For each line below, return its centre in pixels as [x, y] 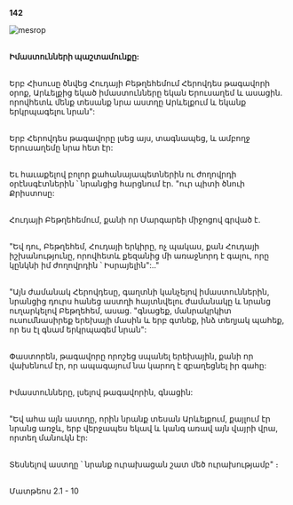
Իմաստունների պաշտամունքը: [75, 56]
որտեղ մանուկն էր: [49, 438]
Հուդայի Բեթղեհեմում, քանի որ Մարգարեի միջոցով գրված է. [135, 220]
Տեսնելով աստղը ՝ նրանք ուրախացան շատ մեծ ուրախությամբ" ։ [144, 464]
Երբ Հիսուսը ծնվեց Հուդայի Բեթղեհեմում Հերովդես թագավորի [140, 83]
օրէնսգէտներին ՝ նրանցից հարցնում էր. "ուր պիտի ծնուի [127, 184]
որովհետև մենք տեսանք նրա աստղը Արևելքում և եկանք [128, 102]
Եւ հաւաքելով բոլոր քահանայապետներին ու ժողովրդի [123, 174]
